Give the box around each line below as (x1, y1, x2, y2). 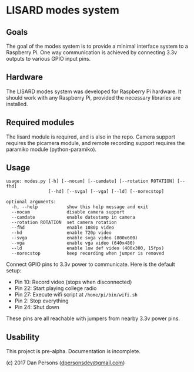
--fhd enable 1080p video (11, 225, 115, 231)
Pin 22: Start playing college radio (14, 285, 97, 292)
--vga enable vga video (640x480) (11, 240, 135, 246)
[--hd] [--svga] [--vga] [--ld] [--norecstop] (48, 189, 165, 195)
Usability (6, 332, 40, 342)
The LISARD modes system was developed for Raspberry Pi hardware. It (6, 88, 182, 95)
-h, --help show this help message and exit (11, 204, 149, 210)
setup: (6, 267, 22, 274)
